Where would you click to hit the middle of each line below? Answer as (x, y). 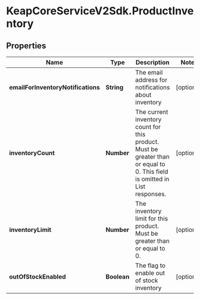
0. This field (151, 171)
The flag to (150, 265)
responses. (151, 194)
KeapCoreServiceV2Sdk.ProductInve (100, 11)
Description (153, 62)
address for (151, 80)
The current (151, 112)
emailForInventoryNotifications (54, 87)
